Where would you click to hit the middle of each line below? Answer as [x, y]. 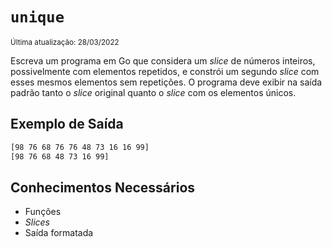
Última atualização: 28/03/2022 [65, 42]
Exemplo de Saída [67, 124]
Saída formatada [59, 233]
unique [37, 17]
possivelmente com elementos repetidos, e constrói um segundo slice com [165, 71]
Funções [43, 212]
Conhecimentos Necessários [103, 187]
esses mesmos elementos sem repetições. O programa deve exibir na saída [166, 82]
